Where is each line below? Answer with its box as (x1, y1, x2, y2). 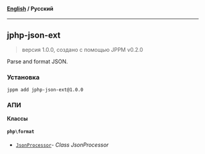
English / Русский (7, 5, 54, 12)
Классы (7, 114, 28, 122)
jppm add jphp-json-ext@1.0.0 (7, 87, 84, 93)
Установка (7, 73, 40, 82)
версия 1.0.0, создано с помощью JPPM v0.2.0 (21, 46, 144, 54)
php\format (7, 128, 35, 135)
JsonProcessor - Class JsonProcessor (15, 141, 109, 149)
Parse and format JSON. (7, 58, 68, 65)
